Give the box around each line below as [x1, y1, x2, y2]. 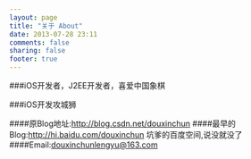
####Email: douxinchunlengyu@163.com [9, 139, 158, 150]
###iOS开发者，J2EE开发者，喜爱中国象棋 [9, 80, 166, 90]
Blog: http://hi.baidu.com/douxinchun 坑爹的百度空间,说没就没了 [9, 130, 243, 139]
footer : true [9, 54, 58, 63]
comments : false [9, 38, 70, 47]
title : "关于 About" [9, 21, 83, 30]
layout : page [9, 13, 58, 22]
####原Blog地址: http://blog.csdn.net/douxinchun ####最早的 [9, 118, 237, 129]
